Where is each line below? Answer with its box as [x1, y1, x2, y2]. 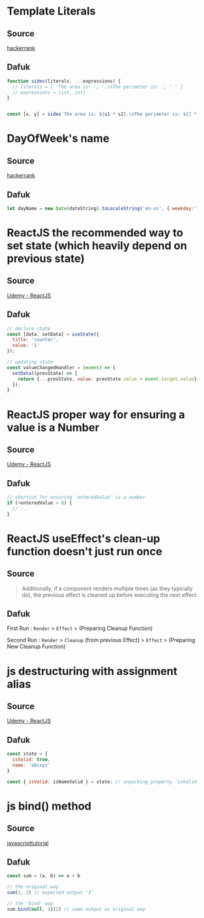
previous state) [7, 252, 85, 266]
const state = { [7, 751, 48, 757]
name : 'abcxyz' [12, 762, 51, 768]
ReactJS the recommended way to [7, 226, 183, 240]
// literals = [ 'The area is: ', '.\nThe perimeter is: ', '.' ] [12, 84, 183, 90]
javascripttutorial [7, 839, 49, 846]
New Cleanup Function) [7, 643, 66, 650]
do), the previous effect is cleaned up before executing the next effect [21, 591, 197, 598]
